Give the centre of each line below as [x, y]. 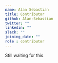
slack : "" [15, 32]
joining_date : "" [23, 37]
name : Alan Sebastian [27, 10]
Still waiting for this [24, 55]
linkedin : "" [18, 28]
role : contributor [25, 42]
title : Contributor [25, 14]
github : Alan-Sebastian [29, 19]
